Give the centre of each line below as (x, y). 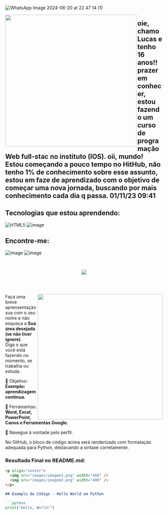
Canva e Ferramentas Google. (37, 423)
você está (15, 350)
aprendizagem (21, 392)
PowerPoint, (18, 417)
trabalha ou (17, 366)
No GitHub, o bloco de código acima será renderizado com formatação (78, 442)
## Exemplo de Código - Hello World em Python (54, 494)
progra (148, 141)
